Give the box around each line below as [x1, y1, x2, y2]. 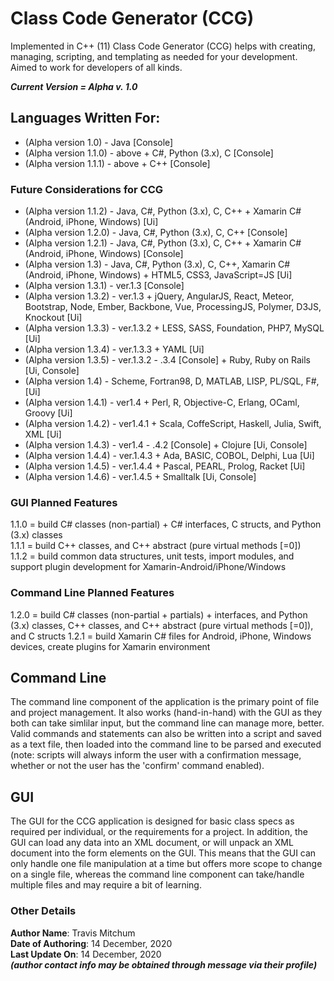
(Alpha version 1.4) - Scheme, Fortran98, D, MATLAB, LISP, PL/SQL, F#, [24, 375, 320, 387]
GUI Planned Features [10, 495, 118, 509]
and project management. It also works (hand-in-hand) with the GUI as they [10, 707, 323, 719]
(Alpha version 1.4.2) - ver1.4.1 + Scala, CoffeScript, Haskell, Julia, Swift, [24, 418, 322, 430]
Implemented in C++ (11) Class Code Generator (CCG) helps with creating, [10, 40, 316, 52]
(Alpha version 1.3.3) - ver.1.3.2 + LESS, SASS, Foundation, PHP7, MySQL [24, 322, 325, 334]
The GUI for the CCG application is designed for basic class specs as [10, 815, 295, 827]
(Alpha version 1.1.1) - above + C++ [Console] [24, 157, 211, 169]
